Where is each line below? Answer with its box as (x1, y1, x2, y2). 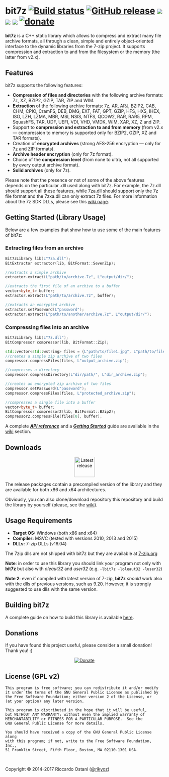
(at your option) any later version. (5, 699, 84, 704)
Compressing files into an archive (5, 324, 90, 331)
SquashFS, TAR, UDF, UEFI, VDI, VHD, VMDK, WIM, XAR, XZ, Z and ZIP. (12, 119, 161, 125)
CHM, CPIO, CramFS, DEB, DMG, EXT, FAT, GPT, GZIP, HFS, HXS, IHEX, (12, 108, 161, 114)
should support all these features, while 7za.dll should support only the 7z (5, 188, 158, 194)
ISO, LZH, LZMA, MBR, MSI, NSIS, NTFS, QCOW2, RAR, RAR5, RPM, (12, 113, 153, 119)
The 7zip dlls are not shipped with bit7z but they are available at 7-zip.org (5, 550, 157, 556)
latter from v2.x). (5, 54, 40, 60)
